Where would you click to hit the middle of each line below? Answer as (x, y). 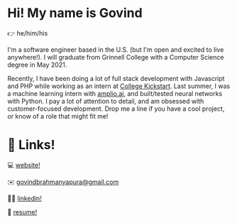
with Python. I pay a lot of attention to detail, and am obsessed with (106, 101)
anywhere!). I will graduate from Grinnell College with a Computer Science (116, 57)
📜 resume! (22, 212)
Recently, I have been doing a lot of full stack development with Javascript (116, 78)
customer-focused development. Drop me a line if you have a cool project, (116, 109)
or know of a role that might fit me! (58, 116)
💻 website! (24, 165)
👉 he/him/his (28, 33)
